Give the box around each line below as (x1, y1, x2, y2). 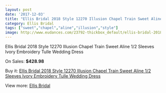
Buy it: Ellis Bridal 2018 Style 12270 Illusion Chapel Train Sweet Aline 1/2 (5, 68, 151, 74)
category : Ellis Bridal (5, 21, 54, 26)
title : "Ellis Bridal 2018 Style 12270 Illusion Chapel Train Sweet (5, 16, 149, 21)
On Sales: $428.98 (5, 59, 44, 64)
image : (5, 30, 19, 35)
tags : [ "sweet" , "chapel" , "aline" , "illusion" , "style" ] (5, 26, 119, 31)
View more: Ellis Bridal (5, 83, 50, 89)
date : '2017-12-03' (5, 12, 45, 17)
